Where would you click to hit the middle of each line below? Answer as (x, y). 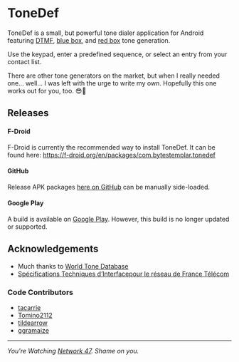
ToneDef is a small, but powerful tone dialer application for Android (106, 33)
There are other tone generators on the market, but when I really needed (114, 76)
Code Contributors (40, 292)
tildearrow (33, 323)
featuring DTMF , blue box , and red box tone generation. (89, 40)
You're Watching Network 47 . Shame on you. (73, 351)
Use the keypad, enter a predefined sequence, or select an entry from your (117, 54)
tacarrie (29, 308)
